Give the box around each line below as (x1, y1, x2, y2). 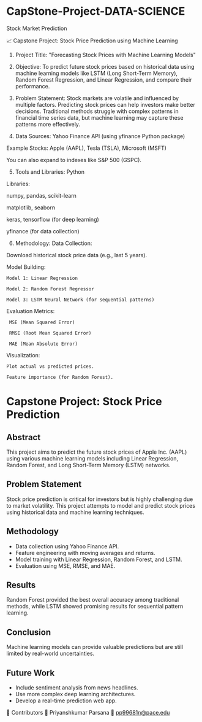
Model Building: (6, 263, 46, 271)
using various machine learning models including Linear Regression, (6, 454, 179, 462)
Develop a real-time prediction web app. (15, 697, 118, 704)
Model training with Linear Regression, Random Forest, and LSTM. (15, 556, 182, 563)
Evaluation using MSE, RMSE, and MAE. (15, 562, 116, 569)
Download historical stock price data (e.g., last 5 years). (6, 251, 148, 258)
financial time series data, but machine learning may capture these (15, 114, 184, 121)
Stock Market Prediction (6, 25, 67, 32)
